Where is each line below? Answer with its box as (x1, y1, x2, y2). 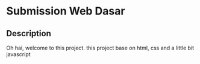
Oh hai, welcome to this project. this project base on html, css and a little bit (6, 44, 195, 51)
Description (6, 28, 51, 39)
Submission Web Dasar (6, 4, 125, 18)
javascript (6, 51, 31, 58)
